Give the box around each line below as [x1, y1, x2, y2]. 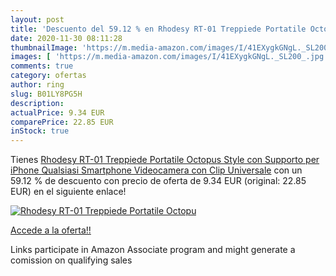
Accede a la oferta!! [10, 224, 92, 236]
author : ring [10, 80, 65, 90]
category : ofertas [10, 71, 87, 81]
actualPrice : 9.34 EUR [10, 107, 105, 118]
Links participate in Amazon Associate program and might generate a [10, 244, 296, 256]
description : [10, 98, 65, 108]
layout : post [10, 14, 65, 25]
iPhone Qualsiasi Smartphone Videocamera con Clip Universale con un [10, 164, 303, 176]
